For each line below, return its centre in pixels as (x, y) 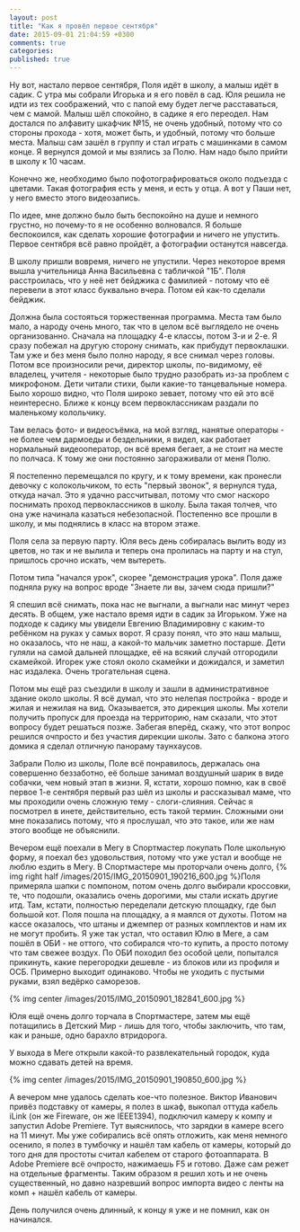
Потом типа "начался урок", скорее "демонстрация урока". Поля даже (146, 577)
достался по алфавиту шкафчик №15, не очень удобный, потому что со (146, 123)
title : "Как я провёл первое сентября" (84, 26)
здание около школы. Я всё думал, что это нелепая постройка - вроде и (149, 698)
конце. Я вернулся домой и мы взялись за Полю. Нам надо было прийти (149, 152)
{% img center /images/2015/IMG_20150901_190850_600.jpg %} (128, 1080)
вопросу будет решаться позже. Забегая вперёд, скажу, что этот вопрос (150, 727)
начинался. (31, 1219)
